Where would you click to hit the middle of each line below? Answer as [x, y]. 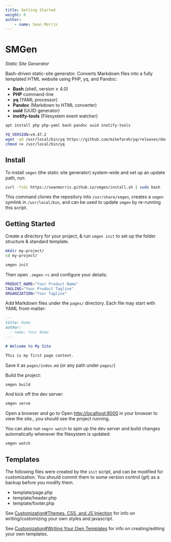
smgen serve [18, 404]
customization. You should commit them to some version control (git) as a [82, 477]
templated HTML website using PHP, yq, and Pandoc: [61, 79]
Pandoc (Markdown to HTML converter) [55, 105]
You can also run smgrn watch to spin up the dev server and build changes [83, 429]
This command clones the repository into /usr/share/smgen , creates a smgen [84, 197]
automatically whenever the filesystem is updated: [58, 434]
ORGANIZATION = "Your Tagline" [36, 293]
